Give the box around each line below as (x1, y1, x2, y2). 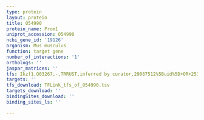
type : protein (6, 8, 42, 15)
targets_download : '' (6, 88, 61, 94)
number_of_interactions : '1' (6, 54, 80, 60)
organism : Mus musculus (6, 43, 67, 49)
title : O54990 (6, 20, 42, 26)
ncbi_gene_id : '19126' (6, 37, 64, 43)
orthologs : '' (6, 59, 42, 65)
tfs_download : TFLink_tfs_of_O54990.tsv (6, 82, 110, 88)
